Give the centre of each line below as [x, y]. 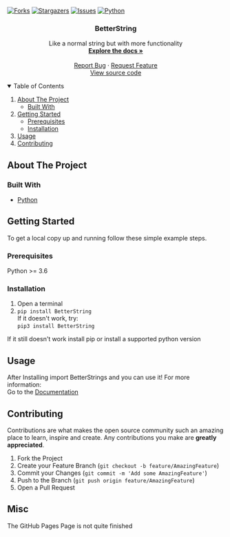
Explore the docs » [116, 51]
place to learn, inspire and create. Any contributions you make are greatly [112, 438]
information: [24, 385]
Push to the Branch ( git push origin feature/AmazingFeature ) [106, 480]
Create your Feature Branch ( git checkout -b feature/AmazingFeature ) [118, 466]
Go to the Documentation [43, 392]
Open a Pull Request [46, 488]
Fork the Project [40, 458]
